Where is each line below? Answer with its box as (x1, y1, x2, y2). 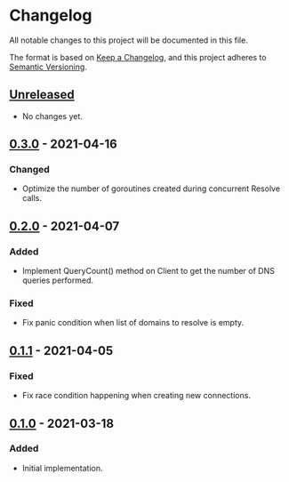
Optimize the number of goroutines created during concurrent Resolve (21, 183, 281, 194)
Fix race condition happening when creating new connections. (21, 390, 252, 401)
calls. (21, 193, 42, 204)
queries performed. (21, 275, 94, 285)
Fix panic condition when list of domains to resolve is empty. (21, 317, 245, 328)
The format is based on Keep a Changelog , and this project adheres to (9, 52, 267, 62)
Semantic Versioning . (9, 61, 87, 72)
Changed (9, 164, 51, 176)
